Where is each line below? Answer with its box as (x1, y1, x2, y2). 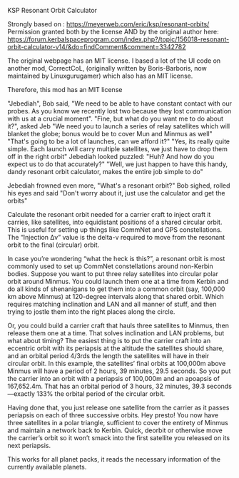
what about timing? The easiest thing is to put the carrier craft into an (7, 337, 211, 345)
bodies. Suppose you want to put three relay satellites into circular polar (7, 270, 219, 278)
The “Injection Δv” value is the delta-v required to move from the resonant (7, 233, 225, 241)
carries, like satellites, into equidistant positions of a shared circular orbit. (7, 218, 223, 226)
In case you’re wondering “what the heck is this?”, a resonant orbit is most (7, 255, 225, 263)
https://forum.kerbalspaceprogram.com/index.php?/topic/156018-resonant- (7, 35, 230, 44)
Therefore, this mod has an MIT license (7, 86, 123, 93)
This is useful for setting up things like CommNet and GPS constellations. (7, 225, 223, 234)
